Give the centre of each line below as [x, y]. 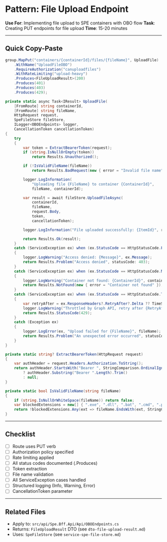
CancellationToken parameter [42, 491]
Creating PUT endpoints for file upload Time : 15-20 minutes [66, 28]
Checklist [20, 434]
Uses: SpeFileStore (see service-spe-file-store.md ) [66, 535]
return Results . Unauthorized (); [65, 157]
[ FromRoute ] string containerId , [49, 106]
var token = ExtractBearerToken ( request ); [68, 148]
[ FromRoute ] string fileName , [45, 110]
